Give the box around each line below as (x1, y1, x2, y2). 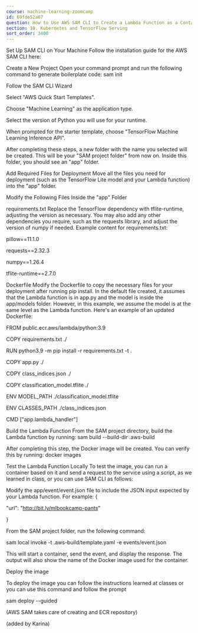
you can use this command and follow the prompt (6, 586, 127, 593)
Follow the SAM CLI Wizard (6, 82, 72, 89)
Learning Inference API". (6, 134, 66, 142)
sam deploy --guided (6, 598, 58, 605)
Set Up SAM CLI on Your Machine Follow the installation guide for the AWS (6, 47, 187, 54)
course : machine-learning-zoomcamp (6, 8, 94, 15)
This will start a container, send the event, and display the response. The (6, 550, 183, 557)
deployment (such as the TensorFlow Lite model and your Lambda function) (6, 176, 190, 183)
